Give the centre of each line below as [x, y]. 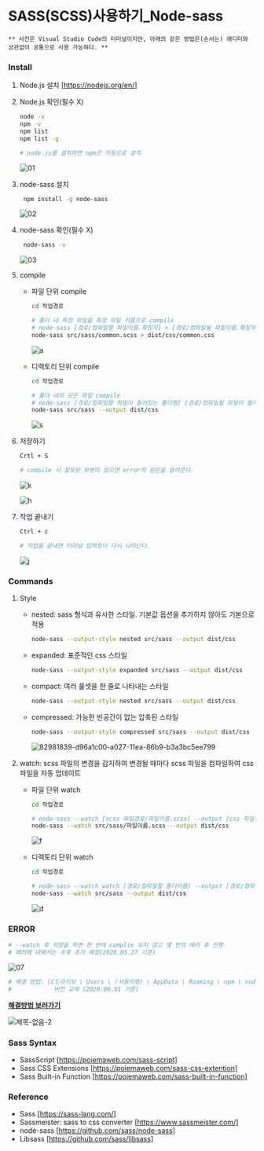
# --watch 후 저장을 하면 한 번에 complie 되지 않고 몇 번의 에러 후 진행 [116, 945]
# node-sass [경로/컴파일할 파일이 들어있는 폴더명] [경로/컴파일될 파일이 [137, 403]
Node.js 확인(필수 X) [51, 102]
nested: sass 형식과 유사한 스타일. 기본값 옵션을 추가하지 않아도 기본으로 [143, 614]
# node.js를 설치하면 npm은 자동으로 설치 [80, 153]
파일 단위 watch [56, 790]
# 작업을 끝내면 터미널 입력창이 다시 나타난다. [85, 546]
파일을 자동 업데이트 [50, 773]
